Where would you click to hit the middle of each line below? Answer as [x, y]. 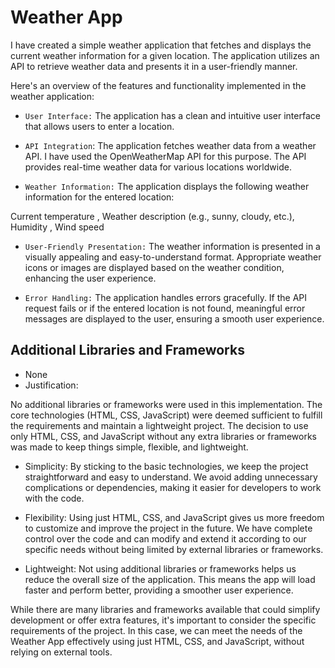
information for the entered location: [99, 197]
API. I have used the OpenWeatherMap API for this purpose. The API [165, 156]
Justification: [51, 385]
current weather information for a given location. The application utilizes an [165, 55]
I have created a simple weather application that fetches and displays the [161, 45]
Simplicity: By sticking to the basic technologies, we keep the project [166, 466]
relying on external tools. [61, 652]
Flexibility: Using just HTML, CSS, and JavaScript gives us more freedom [174, 517]
